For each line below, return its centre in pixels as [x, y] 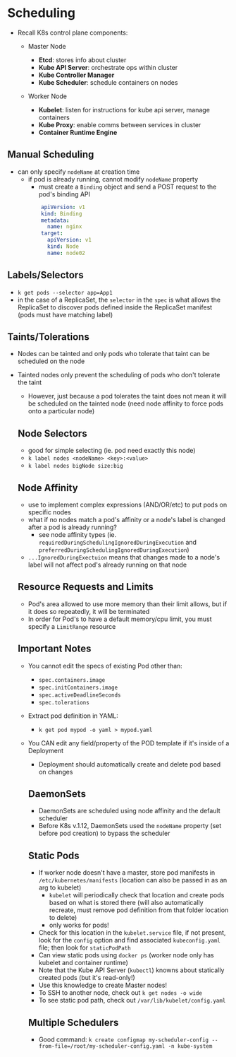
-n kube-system [190, 1046]
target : [52, 234]
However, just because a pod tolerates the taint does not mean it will [127, 396]
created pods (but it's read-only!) [87, 978]
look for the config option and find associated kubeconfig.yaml [129, 940]
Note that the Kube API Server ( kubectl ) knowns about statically [131, 970]
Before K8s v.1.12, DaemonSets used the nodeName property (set [130, 826]
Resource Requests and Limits [85, 587]
